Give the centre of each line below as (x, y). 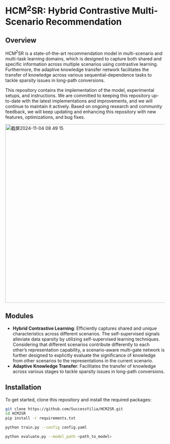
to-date (13, 101)
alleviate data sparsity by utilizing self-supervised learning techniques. (86, 339)
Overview (21, 40)
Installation (23, 387)
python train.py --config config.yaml (46, 428)
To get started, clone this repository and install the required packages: (78, 399)
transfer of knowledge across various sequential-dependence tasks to (78, 75)
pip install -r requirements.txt (40, 418)
